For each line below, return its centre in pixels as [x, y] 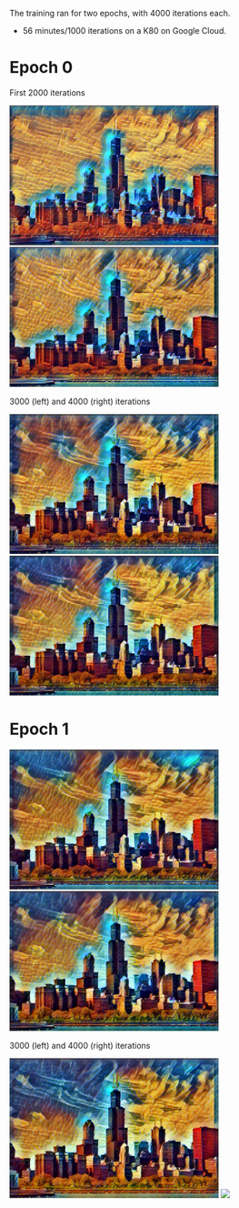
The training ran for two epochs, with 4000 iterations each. [120, 13]
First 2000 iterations [47, 92]
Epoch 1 [40, 729]
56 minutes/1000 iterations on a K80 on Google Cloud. [124, 30]
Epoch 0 [41, 68]
